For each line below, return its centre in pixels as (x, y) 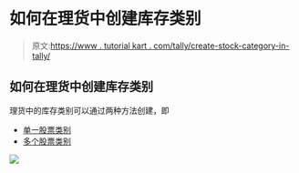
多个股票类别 (46, 141)
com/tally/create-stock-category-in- (222, 46)
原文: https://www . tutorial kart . (92, 46)
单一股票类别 (46, 129)
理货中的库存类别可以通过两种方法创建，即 (89, 110)
